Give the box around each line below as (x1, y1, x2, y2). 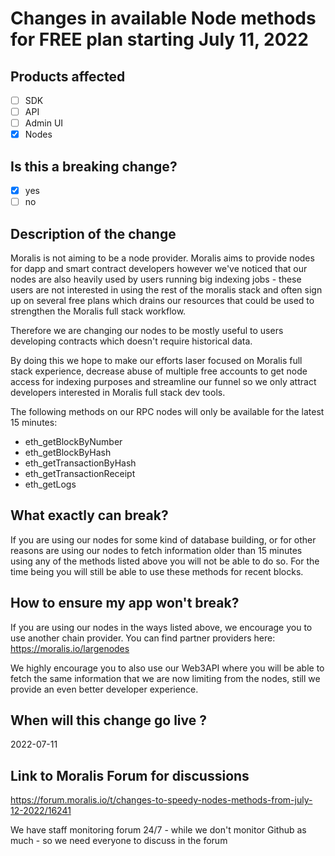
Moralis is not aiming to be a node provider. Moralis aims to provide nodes (10, 252, 315, 264)
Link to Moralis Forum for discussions (10, 767, 250, 784)
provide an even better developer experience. (10, 683, 199, 695)
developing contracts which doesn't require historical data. (10, 335, 253, 347)
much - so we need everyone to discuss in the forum (10, 835, 228, 847)
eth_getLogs (24, 478, 77, 490)
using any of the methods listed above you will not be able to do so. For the (10, 555, 320, 567)
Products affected (10, 68, 126, 85)
